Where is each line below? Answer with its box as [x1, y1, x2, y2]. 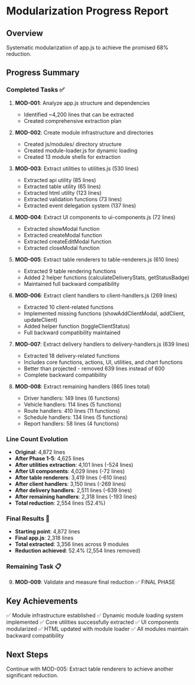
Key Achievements [6, 596, 78, 606]
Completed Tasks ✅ [6, 86, 65, 94]
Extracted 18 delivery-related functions [23, 352, 120, 359]
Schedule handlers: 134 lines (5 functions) [23, 414, 128, 421]
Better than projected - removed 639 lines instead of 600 [23, 364, 165, 372]
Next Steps [6, 649, 48, 660]
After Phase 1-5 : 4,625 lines [14, 454, 85, 462]
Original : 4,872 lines [14, 448, 66, 455]
